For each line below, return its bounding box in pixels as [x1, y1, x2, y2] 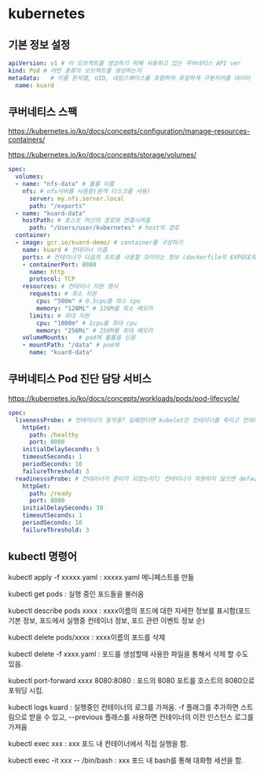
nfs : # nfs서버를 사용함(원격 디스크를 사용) [22, 187, 151, 195]
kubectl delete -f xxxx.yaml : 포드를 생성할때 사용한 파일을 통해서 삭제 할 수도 [8, 649, 249, 659]
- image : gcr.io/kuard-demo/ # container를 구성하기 [15, 239, 183, 247]
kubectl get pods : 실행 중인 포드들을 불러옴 [8, 588, 145, 599]
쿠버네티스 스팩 [8, 105, 78, 118]
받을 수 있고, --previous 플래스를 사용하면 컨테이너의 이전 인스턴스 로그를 [28, 712, 254, 722]
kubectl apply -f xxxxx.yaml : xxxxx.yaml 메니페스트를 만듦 [8, 572, 195, 581]
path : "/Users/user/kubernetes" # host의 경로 [28, 224, 179, 232]
